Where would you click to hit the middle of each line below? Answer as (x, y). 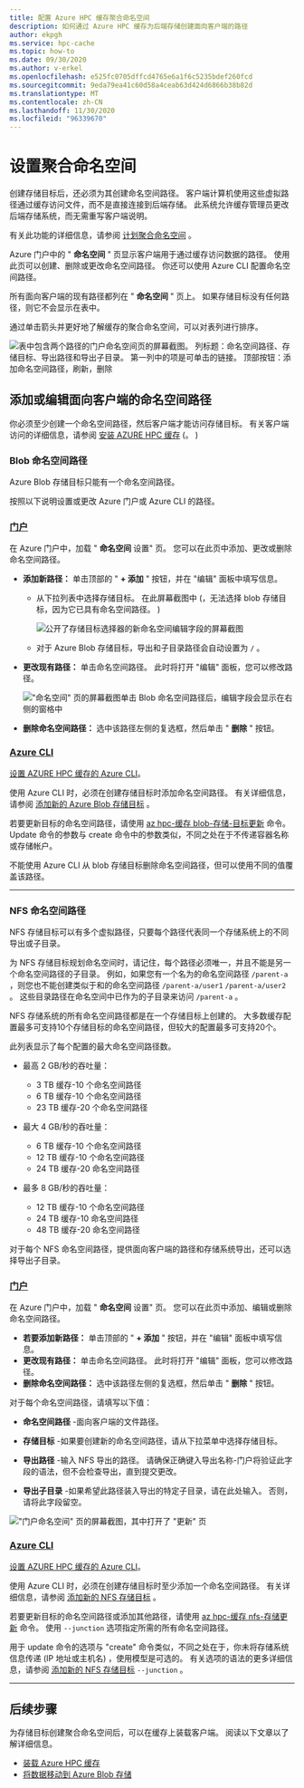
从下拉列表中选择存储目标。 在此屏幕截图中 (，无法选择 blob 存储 (157, 598)
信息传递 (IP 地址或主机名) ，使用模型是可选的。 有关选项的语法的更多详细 (147, 1658)
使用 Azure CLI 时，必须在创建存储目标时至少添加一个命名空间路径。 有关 (146, 1585)
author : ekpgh (36, 34)
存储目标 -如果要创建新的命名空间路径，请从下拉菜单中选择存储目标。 (152, 1441)
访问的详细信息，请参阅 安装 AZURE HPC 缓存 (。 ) (104, 435)
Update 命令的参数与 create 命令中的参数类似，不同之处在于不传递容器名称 (149, 834)
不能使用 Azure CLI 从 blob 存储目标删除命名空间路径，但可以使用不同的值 (147, 865)
